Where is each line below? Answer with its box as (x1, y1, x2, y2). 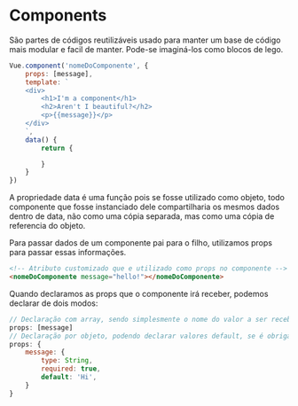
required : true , (41, 364, 101, 373)
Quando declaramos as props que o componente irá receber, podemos (9, 288, 269, 299)
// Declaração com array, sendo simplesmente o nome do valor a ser (9, 315, 268, 324)
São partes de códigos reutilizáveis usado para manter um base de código (9, 35, 281, 45)
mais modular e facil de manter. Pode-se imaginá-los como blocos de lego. (9, 43, 284, 54)
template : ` (25, 77, 69, 87)
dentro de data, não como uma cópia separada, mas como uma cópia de (9, 211, 275, 222)
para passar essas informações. (9, 247, 127, 258)
